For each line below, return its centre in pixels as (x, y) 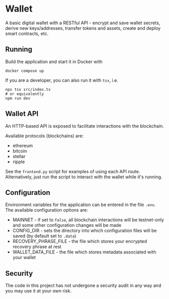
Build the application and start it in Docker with (54, 62)
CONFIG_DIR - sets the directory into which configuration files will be (85, 231)
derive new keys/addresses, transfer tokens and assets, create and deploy (83, 28)
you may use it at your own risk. (38, 291)
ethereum (23, 145)
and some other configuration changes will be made (67, 225)
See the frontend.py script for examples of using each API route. (73, 171)
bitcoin (20, 151)
